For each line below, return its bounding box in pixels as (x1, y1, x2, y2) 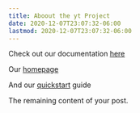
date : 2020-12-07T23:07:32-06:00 (8, 19, 121, 27)
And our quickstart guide (8, 80, 91, 90)
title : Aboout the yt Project (8, 11, 111, 20)
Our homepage (8, 65, 59, 74)
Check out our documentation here (8, 49, 125, 59)
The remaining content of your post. (8, 96, 129, 106)
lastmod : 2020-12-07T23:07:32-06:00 (8, 27, 132, 35)
